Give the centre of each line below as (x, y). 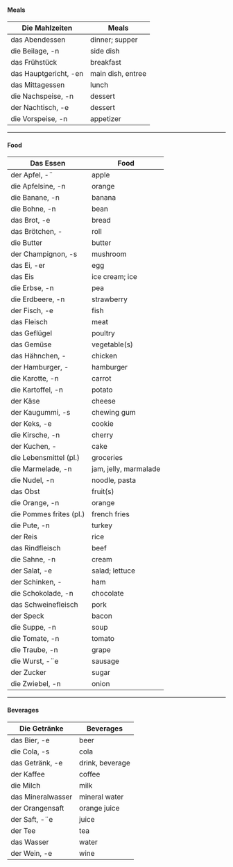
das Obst (25, 492)
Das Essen (48, 164)
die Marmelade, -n (41, 469)
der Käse (25, 401)
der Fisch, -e (32, 311)
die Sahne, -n (33, 559)
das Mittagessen (38, 85)
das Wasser (30, 842)
